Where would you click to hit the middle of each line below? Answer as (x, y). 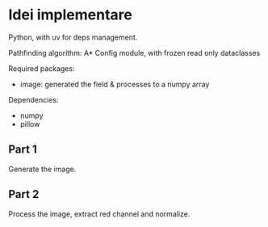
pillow (30, 124)
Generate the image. (42, 169)
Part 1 (23, 150)
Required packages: (42, 68)
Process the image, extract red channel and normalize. (99, 214)
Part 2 (24, 194)
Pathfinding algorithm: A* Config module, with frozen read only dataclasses (134, 53)
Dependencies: (33, 99)
